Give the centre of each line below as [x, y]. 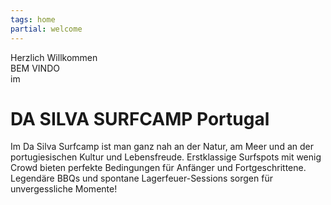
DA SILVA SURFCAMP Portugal [140, 118]
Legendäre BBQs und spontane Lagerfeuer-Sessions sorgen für [141, 178]
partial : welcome [46, 29]
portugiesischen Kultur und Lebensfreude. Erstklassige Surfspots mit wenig [166, 157]
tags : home [33, 19]
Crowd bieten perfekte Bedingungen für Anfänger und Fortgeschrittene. [158, 168]
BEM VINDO [35, 68]
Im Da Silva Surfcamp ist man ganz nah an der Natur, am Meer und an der [162, 147]
